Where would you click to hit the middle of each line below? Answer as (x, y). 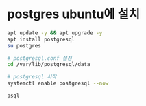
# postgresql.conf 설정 (39, 58)
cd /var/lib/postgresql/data (49, 65)
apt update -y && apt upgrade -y (55, 33)
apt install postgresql (41, 39)
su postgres (24, 45)
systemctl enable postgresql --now (58, 83)
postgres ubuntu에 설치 (74, 14)
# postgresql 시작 (32, 77)
